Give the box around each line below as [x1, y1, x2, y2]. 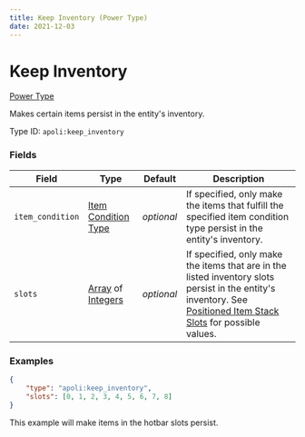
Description [212, 172, 265, 184]
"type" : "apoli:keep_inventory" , [25, 383, 152, 392]
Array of [87, 282, 123, 294]
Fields [9, 149, 37, 162]
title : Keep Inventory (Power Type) [9, 13, 148, 23]
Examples [9, 354, 54, 367]
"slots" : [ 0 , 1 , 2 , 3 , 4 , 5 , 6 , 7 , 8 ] [25, 392, 172, 401]
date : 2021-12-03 [9, 22, 75, 31]
